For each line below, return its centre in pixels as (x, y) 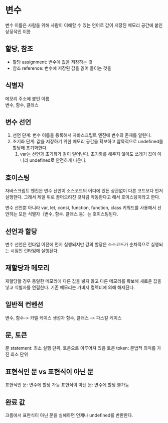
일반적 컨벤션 (24, 305)
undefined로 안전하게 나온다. (58, 160)
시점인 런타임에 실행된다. (35, 251)
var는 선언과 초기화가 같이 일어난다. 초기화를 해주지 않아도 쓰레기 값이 (88, 154)
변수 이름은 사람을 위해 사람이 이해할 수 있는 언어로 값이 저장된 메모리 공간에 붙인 (84, 25)
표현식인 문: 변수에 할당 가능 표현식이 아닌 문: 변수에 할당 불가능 (67, 385)
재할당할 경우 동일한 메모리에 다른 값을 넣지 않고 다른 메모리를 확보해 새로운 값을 (83, 281)
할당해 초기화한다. (30, 148)
